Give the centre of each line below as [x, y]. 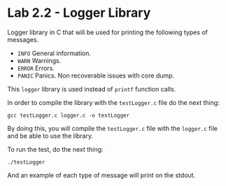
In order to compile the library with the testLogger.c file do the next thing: [114, 102]
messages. [23, 39]
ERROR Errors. [36, 68]
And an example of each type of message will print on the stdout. [101, 175]
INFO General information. [54, 53]
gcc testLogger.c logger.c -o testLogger [69, 115]
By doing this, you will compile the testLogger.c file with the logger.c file [113, 128]
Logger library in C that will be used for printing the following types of [108, 32]
